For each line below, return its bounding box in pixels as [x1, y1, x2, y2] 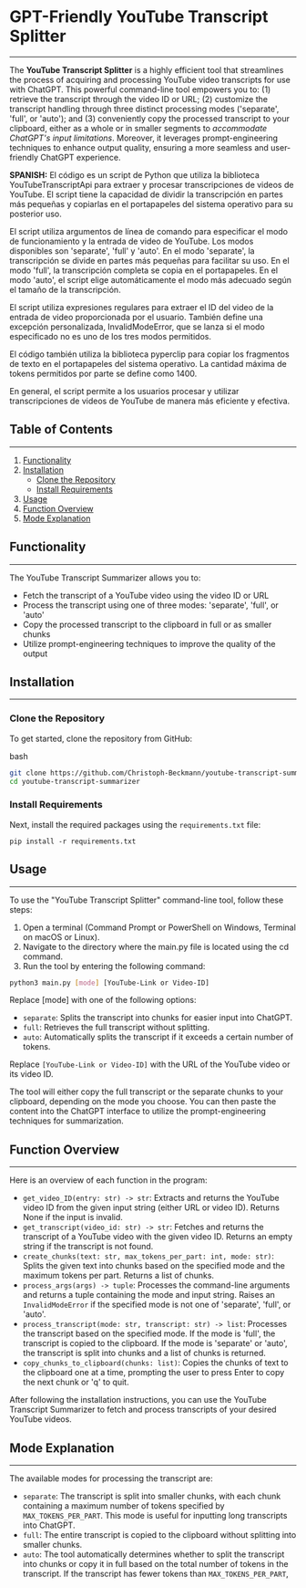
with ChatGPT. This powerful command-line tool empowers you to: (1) [9, 84, 271, 95]
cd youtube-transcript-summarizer [9, 777, 141, 786]
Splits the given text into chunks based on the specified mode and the [22, 1260, 285, 1271]
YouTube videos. [9, 1414, 73, 1425]
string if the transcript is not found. [22, 1241, 154, 1252]
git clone [9, 768, 47, 778]
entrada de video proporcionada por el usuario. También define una [9, 311, 264, 322]
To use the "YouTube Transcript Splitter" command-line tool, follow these [9, 894, 284, 905]
